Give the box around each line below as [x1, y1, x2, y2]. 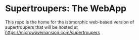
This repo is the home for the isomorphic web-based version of [5, 19, 135, 25]
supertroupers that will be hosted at [5, 24, 78, 30]
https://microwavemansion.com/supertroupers [5, 29, 100, 35]
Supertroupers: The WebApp [5, 3, 127, 14]
